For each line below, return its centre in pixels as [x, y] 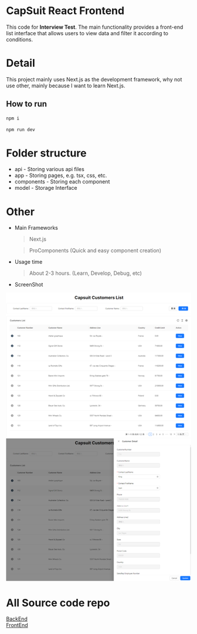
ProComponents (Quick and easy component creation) [95, 251]
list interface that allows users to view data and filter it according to [87, 33]
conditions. [20, 39]
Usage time [28, 262]
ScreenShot [29, 285]
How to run [27, 104]
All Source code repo [58, 603]
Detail [21, 63]
